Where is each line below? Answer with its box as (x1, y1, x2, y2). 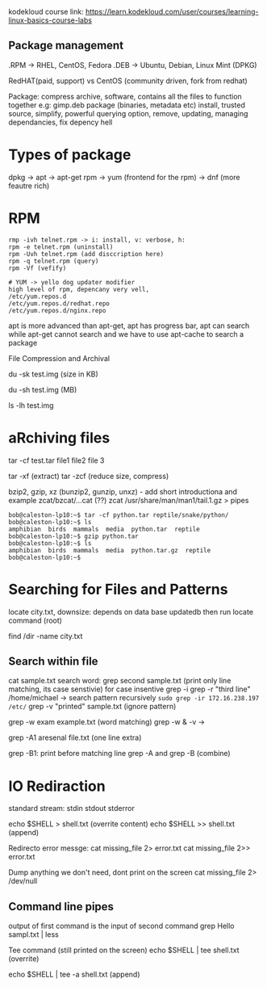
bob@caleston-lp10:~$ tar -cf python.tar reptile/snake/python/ (8, 510, 229, 519)
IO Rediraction (8, 777, 106, 795)
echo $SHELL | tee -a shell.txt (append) (8, 969, 140, 980)
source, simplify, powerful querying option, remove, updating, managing (8, 108, 248, 118)
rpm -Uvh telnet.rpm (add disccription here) (8, 250, 164, 258)
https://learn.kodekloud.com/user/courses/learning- (85, 7, 259, 16)
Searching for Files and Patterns (8, 580, 228, 598)
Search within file (8, 654, 98, 668)
